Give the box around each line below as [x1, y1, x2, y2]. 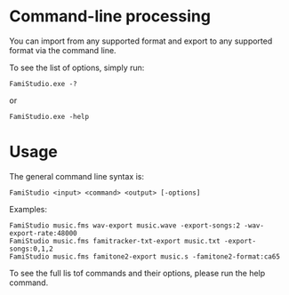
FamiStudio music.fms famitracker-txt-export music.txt [9, 236, 221, 245]
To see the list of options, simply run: [9, 62, 145, 73]
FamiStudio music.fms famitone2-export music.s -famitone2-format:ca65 [9, 251, 280, 261]
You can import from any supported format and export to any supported [9, 36, 273, 46]
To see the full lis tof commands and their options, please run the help [9, 267, 266, 278]
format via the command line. [9, 44, 117, 55]
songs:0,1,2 [9, 244, 53, 253]
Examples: [9, 203, 47, 214]
